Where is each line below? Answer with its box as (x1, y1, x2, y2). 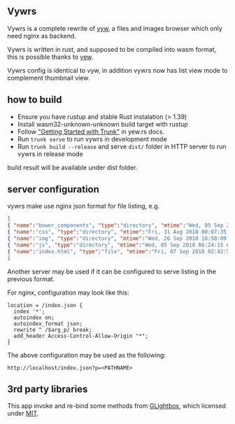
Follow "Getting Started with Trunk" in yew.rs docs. (17, 127, 165, 136)
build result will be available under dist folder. (7, 163, 138, 171)
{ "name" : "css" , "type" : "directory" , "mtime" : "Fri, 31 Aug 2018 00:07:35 (7, 229, 227, 236)
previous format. (7, 274, 55, 283)
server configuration (7, 183, 100, 195)
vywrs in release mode (17, 150, 83, 158)
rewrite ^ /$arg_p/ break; (13, 326, 92, 333)
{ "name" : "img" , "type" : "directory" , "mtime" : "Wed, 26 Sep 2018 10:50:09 (7, 235, 227, 242)
